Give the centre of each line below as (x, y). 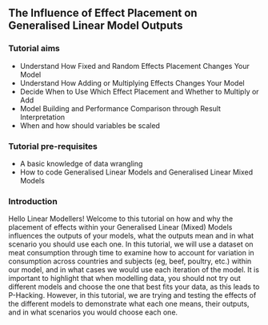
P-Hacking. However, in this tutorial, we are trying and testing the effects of (132, 295)
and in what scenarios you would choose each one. (93, 312)
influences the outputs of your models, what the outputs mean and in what (131, 236)
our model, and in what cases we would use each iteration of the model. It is (134, 270)
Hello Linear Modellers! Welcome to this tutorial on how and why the (121, 219)
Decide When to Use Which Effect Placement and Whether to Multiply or (139, 91)
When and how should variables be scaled (90, 125)
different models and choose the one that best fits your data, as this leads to (134, 287)
